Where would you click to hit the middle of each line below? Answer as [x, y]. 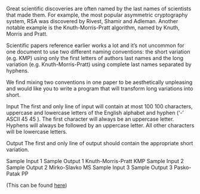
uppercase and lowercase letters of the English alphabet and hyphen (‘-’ [95, 113]
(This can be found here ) [37, 185]
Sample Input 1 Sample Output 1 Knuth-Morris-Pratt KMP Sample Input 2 [95, 161]
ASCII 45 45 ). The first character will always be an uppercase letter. [90, 119]
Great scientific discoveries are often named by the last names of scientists [99, 9]
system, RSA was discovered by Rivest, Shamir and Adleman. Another [92, 21]
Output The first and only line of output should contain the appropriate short [100, 143]
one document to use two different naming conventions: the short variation [98, 52]
